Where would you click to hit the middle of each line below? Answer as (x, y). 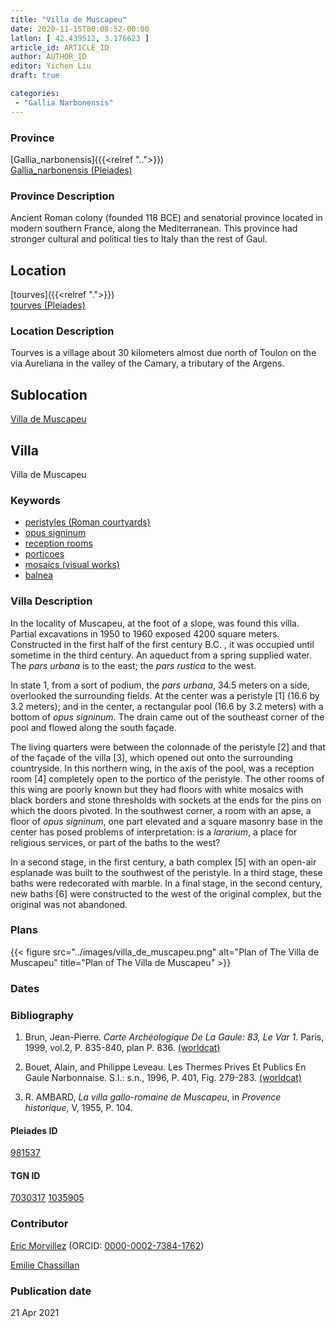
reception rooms (58, 543)
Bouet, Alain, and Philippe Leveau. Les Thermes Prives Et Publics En (165, 1067)
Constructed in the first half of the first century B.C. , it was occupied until (162, 644)
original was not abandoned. (69, 904)
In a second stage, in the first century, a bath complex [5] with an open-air (163, 862)
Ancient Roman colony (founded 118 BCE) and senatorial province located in (166, 218)
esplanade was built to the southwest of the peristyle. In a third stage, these (166, 872)
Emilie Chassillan (45, 1265)
